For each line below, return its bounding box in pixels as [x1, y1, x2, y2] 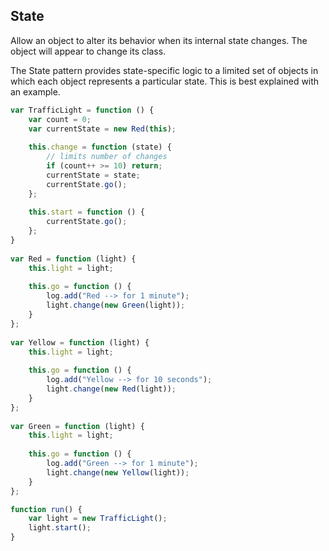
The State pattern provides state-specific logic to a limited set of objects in [10, 64, 319, 76]
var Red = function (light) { [10, 254, 137, 264]
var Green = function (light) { [10, 421, 145, 431]
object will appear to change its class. [10, 45, 167, 57]
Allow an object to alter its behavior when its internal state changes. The [10, 34, 308, 46]
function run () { [10, 504, 83, 514]
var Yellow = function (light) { [10, 337, 150, 348]
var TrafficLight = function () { [10, 105, 155, 115]
